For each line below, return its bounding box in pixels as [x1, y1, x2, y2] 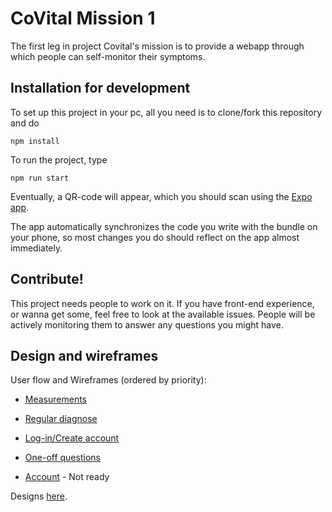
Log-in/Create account [24, 432, 120, 444]
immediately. [10, 242, 63, 254]
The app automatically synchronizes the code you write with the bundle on [10, 220, 318, 232]
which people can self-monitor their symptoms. [10, 50, 206, 62]
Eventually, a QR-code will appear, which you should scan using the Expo [10, 190, 313, 202]
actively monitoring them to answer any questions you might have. [10, 318, 284, 331]
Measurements [24, 393, 88, 406]
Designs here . [10, 490, 68, 502]
